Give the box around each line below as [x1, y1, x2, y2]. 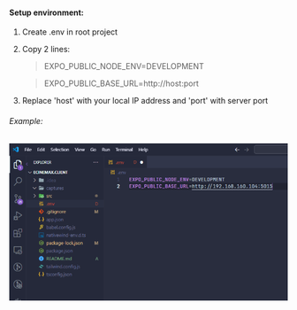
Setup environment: [9, 7, 84, 18]
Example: [9, 115, 43, 126]
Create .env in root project [21, 27, 118, 37]
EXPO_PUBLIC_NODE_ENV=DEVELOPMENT [43, 61, 205, 72]
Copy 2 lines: [21, 44, 71, 55]
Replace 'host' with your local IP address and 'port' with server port [21, 96, 269, 106]
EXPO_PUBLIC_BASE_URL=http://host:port [43, 78, 199, 89]
